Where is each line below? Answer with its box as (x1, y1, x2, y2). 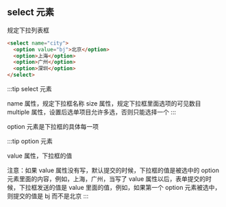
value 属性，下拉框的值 (7, 151, 73, 160)
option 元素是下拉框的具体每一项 (7, 123, 99, 131)
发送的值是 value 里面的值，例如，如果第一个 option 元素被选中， (36, 184, 221, 192)
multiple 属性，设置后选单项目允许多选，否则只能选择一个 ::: (7, 108, 177, 117)
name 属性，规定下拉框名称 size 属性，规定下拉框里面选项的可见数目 (7, 99, 201, 108)
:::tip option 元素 (7, 137, 53, 145)
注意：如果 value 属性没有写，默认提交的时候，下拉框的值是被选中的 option (7, 167, 219, 175)
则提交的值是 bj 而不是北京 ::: (7, 192, 89, 200)
